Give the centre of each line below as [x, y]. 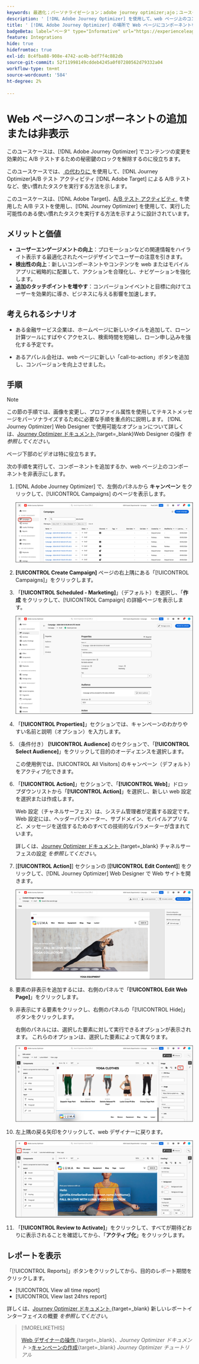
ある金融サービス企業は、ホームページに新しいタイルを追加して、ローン [103, 329]
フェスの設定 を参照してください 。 [57, 854]
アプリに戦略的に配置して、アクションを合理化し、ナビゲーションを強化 [103, 271]
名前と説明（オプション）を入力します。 [75, 732]
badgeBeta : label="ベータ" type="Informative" [63, 31]
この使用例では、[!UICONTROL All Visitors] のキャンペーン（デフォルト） [103, 764]
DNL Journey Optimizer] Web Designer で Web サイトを [118, 874]
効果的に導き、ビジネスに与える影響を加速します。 [97, 293]
